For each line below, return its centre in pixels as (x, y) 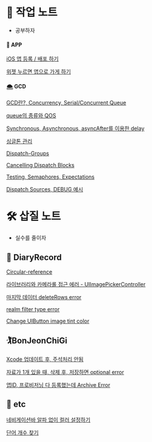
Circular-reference (29, 272)
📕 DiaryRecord (34, 257)
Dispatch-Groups (28, 153)
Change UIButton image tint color (48, 321)
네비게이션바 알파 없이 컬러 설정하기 (48, 420)
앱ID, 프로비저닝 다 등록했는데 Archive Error (58, 384)
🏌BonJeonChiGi (37, 341)
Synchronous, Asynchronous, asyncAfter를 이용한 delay (75, 128)
